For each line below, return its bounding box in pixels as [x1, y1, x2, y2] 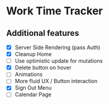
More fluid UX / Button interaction [14, 78, 98, 85]
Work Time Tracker [6, 4, 103, 18]
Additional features [6, 28, 79, 38]
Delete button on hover [14, 64, 71, 71]
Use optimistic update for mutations [14, 57, 103, 65]
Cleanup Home [14, 51, 52, 58]
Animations [14, 71, 43, 78]
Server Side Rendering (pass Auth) [14, 44, 101, 51]
